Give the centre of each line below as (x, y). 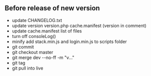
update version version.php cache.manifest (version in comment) (79, 25)
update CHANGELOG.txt (37, 20)
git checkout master (32, 52)
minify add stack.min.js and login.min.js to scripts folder (69, 41)
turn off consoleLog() (34, 36)
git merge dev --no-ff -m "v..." (43, 57)
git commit (23, 46)
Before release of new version (52, 8)
